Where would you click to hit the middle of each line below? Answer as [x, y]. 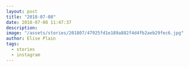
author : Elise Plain [31, 38]
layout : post [22, 11]
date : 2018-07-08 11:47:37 [39, 22]
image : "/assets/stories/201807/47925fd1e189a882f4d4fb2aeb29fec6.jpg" [95, 33]
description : [22, 28]
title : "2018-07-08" [31, 17]
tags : [13, 44]
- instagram [26, 55]
